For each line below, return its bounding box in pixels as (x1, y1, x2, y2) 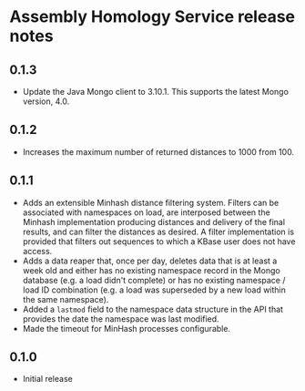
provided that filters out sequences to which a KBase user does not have (22, 235, 296, 247)
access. (22, 245, 53, 256)
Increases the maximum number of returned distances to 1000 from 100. (22, 146, 294, 157)
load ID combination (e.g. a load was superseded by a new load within (22, 284, 287, 295)
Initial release (22, 374, 73, 385)
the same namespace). (22, 293, 109, 304)
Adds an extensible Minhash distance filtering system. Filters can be (22, 197, 280, 208)
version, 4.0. (22, 96, 70, 107)
